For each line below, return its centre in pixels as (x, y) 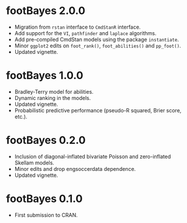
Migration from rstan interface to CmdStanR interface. (78, 27)
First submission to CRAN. (46, 215)
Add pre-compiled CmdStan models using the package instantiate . (97, 39)
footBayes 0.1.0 (44, 199)
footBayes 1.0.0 (45, 76)
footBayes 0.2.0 (46, 140)
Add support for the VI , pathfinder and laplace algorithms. (85, 33)
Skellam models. (34, 163)
